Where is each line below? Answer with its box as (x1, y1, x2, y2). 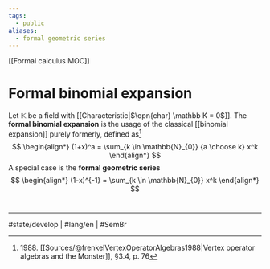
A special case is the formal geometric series (8, 162, 161, 173)
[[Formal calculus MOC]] (8, 56, 90, 66)
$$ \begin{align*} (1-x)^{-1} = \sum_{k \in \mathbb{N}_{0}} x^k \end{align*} (10, 175, 260, 185)
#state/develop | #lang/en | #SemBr (8, 220, 127, 230)
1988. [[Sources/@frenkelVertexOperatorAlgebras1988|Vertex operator (19, 243, 256, 253)
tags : (8, 11, 27, 20)
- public (15, 19, 45, 27)
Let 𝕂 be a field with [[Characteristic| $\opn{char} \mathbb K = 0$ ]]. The (8, 111, 247, 120)
